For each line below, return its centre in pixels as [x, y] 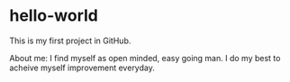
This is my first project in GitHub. [70, 41]
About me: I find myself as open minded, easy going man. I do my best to [145, 58]
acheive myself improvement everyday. [82, 68]
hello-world [54, 16]
